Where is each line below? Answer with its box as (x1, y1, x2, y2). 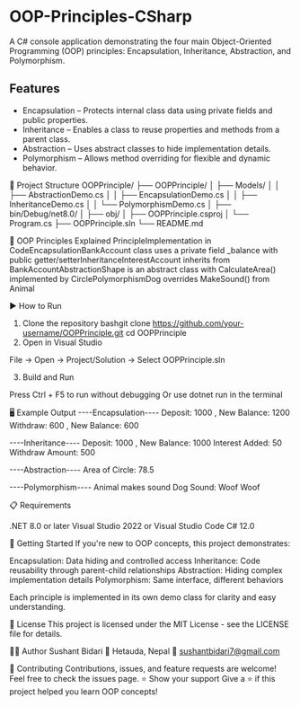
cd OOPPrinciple (125, 327, 187, 338)
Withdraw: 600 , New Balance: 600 (9, 419, 139, 430)
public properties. (22, 114, 88, 125)
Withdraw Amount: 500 (9, 446, 96, 457)
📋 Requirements (9, 499, 72, 510)
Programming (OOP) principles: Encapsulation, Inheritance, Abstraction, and (9, 45, 292, 56)
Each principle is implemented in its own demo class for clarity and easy (9, 591, 277, 603)
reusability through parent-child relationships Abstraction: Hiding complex (9, 564, 283, 576)
